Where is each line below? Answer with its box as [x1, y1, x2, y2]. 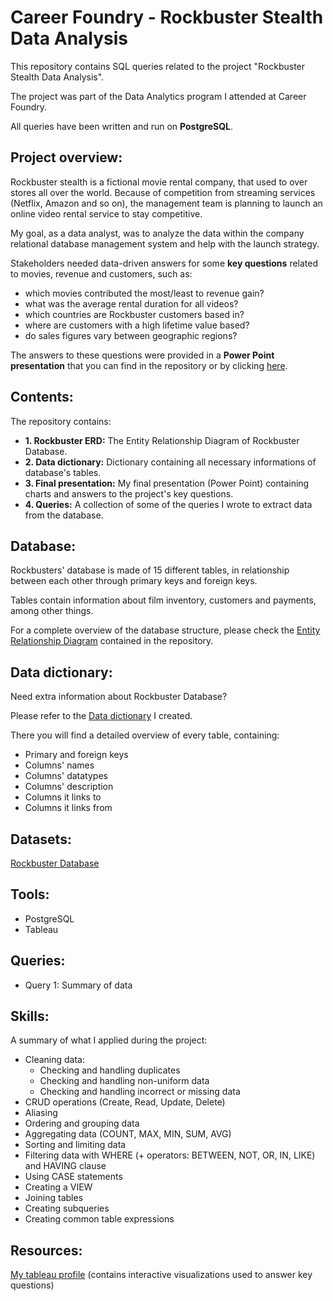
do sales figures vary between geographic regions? [24, 329, 238, 341]
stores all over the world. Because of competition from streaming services [10, 186, 316, 198]
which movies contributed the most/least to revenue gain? [24, 287, 265, 299]
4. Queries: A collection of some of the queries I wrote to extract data [24, 498, 313, 510]
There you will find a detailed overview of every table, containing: [10, 729, 280, 741]
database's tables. [24, 466, 102, 478]
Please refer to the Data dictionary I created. [10, 710, 193, 722]
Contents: [10, 389, 74, 406]
